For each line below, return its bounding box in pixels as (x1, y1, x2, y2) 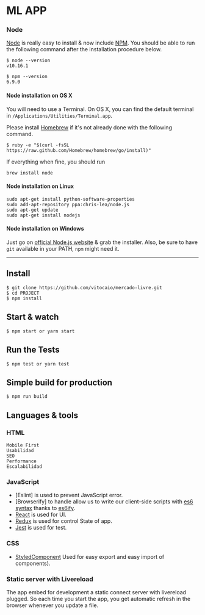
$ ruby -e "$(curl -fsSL (6, 142, 70, 148)
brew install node (6, 170, 53, 176)
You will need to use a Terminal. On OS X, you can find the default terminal (6, 105, 194, 113)
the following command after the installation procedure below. (6, 46, 162, 53)
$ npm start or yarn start (6, 328, 75, 334)
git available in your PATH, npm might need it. (6, 245, 120, 253)
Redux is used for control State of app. (15, 517, 113, 525)
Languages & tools (6, 410, 78, 420)
